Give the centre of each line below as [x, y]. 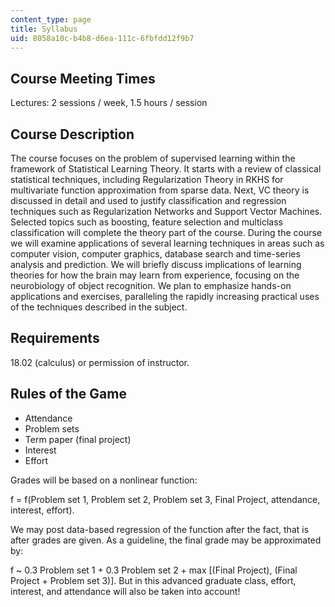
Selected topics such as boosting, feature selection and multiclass [146, 222]
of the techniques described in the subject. [99, 307]
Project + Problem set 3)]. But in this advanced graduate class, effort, [153, 580]
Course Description [72, 134]
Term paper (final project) [78, 439]
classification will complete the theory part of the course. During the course [166, 232]
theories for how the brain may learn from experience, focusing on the [155, 275]
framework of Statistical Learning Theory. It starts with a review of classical [166, 169]
